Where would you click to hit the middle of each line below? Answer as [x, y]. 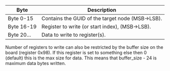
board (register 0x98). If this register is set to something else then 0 [76, 53]
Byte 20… [20, 35]
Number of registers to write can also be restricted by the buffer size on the [84, 47]
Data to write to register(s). [74, 35]
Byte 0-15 [21, 18]
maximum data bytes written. [36, 63]
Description [102, 10]
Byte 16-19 [22, 26]
